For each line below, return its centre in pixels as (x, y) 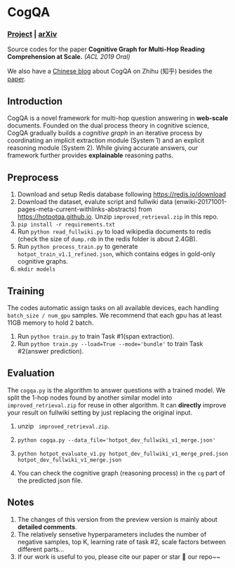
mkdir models (36, 270)
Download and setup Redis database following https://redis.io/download (122, 194)
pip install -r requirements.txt (66, 225)
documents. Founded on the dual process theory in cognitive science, (108, 126)
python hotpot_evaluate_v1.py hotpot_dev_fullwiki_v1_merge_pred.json (123, 454)
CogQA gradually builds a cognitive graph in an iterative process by (105, 133)
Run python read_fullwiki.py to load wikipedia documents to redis (114, 231)
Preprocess (33, 177)
